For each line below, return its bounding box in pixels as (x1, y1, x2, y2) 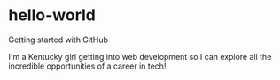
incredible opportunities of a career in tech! (8, 61, 167, 71)
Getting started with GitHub (8, 34, 108, 45)
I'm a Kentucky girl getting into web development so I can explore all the (8, 51, 272, 62)
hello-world (8, 5, 97, 25)
